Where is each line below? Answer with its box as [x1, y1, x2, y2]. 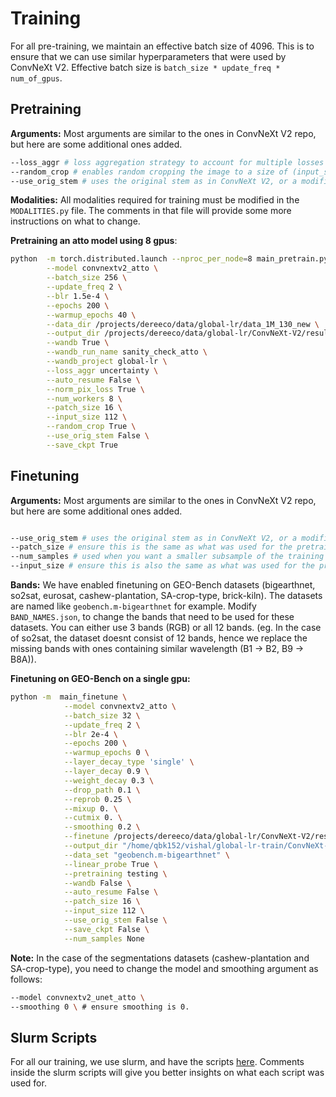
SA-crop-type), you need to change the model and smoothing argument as [10, 962, 319, 974]
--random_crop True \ [46, 422, 137, 432]
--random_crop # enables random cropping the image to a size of [10, 167, 288, 177]
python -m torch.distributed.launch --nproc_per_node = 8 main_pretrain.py [10, 254, 329, 264]
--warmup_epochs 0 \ [63, 748, 150, 758]
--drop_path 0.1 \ [63, 785, 141, 795]
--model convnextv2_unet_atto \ [10, 992, 145, 1002]
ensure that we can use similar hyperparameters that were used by [10, 50, 287, 62]
